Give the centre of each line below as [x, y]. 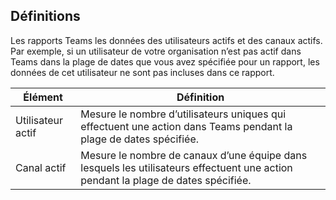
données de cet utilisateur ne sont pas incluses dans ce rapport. [142, 72]
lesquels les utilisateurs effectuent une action [186, 167]
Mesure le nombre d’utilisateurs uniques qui [183, 114]
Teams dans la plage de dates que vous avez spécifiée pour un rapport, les [165, 61]
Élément [43, 97]
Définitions [45, 16]
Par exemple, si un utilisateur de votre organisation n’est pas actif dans [156, 51]
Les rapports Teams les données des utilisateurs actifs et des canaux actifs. [166, 40]
